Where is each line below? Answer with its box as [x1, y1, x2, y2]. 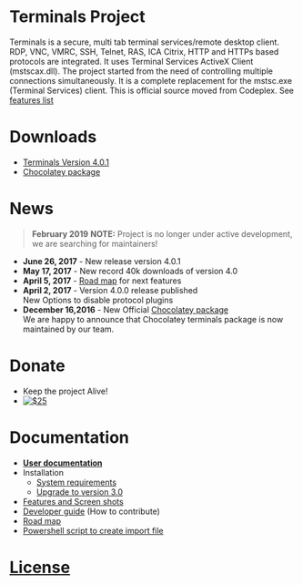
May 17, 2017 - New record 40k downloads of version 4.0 [22, 265, 238, 276]
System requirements [35, 477, 116, 487]
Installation [22, 467, 65, 477]
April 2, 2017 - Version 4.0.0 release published [22, 284, 198, 295]
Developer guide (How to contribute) [22, 506, 161, 517]
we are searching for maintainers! [31, 238, 158, 249]
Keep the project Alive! [22, 385, 108, 396]
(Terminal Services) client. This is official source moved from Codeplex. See [9, 85, 294, 96]
